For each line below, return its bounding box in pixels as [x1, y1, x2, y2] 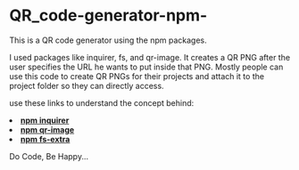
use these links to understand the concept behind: [9, 97, 195, 108]
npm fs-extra [21, 134, 71, 144]
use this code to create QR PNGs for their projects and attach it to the [9, 70, 265, 81]
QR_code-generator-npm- [9, 5, 208, 26]
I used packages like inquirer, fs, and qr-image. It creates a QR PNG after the [9, 52, 291, 62]
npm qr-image [21, 124, 75, 134]
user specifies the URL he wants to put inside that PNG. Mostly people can [9, 61, 284, 72]
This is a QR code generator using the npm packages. [9, 35, 207, 45]
